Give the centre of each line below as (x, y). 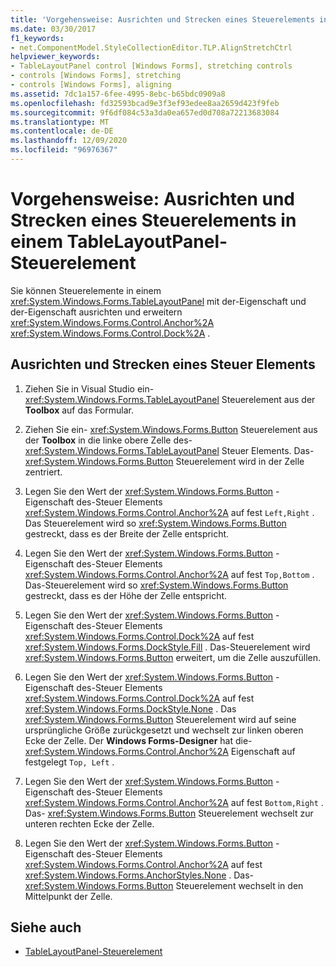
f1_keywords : (37, 38)
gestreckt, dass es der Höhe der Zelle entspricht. (126, 595)
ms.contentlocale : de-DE (62, 131)
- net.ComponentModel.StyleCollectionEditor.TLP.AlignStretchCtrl (151, 47)
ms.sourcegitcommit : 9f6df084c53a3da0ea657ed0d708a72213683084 (145, 112)
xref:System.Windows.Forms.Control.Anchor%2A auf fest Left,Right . (169, 512)
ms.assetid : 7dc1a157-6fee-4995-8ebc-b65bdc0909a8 (118, 94)
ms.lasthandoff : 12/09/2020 (69, 141)
